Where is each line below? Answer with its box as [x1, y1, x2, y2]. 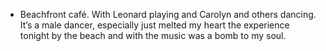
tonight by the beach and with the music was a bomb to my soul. [19, 30, 287, 41]
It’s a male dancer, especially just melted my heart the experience [19, 19, 290, 31]
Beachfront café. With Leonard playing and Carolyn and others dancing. [19, 9, 317, 20]
